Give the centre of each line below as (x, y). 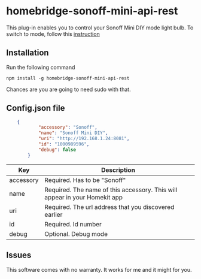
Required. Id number (73, 224)
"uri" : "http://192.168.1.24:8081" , (84, 139)
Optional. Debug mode (76, 233)
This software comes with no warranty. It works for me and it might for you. (99, 269)
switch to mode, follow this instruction (53, 34)
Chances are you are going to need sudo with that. (68, 89)
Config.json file (36, 108)
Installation (28, 53)
